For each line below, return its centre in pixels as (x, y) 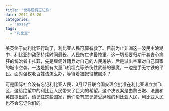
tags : (11, 29)
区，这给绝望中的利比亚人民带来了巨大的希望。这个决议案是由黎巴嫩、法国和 (84, 91)
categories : (18, 19)
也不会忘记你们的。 (25, 103)
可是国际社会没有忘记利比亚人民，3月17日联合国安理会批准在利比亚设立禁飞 (84, 84)
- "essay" (20, 24)
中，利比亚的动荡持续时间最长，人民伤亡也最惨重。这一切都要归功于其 (78, 54)
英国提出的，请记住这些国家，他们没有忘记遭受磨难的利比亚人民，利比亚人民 (84, 97)
